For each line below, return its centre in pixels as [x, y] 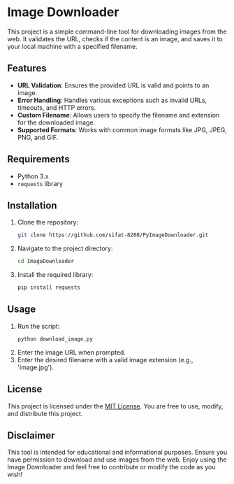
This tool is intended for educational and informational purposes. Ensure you [117, 453]
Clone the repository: [48, 222]
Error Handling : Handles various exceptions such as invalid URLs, [112, 100]
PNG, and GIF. [38, 137]
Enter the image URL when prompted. [71, 352]
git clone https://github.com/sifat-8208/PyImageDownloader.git [113, 235]
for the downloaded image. [56, 122]
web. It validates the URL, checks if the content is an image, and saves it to [115, 38]
